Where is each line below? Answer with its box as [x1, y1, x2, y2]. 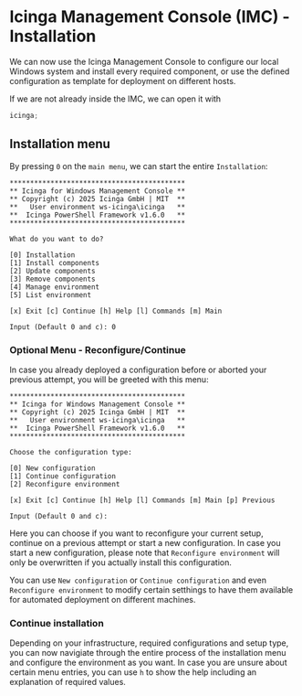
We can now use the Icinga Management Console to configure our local [9, 56, 279, 67]
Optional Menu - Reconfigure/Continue [9, 343, 187, 356]
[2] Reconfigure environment [9, 479, 120, 488]
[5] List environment [9, 290, 92, 299]
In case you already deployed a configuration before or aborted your [9, 364, 267, 375]
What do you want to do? [9, 234, 104, 243]
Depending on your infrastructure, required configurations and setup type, [9, 637, 289, 648]
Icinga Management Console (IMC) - [9, 6, 290, 27]
